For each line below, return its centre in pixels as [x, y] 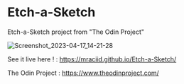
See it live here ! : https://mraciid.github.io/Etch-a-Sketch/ [92, 59]
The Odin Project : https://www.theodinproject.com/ [83, 73]
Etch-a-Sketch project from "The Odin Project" [76, 32]
